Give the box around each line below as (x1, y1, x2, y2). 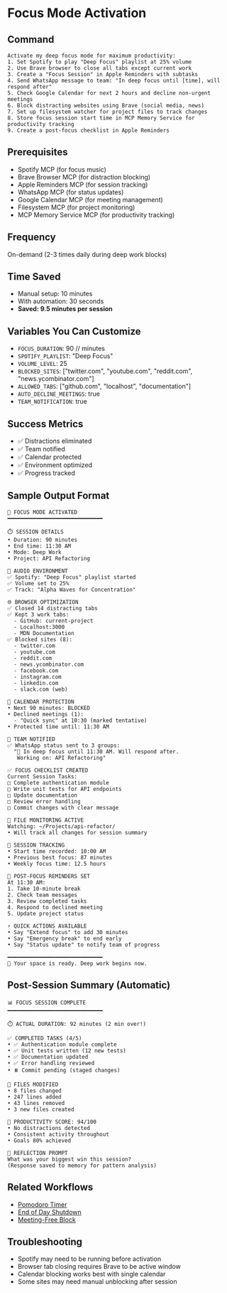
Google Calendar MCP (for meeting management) (17, 195, 163, 204)
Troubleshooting (7, 1235, 83, 1247)
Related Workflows (7, 1181, 94, 1193)
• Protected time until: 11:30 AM (7, 723, 110, 731)
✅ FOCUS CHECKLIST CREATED (7, 767, 89, 774)
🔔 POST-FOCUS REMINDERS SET (7, 872, 91, 880)
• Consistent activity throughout (7, 1131, 110, 1138)
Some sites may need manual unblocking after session (17, 1277, 177, 1286)
